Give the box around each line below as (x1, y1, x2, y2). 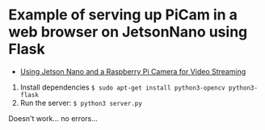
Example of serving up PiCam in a (8, 6, 238, 24)
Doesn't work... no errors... (8, 113, 99, 123)
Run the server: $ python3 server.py (19, 98, 143, 107)
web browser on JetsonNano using (8, 23, 248, 41)
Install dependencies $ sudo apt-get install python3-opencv (19, 82, 225, 92)
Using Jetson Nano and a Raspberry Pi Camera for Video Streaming (19, 66, 246, 76)
